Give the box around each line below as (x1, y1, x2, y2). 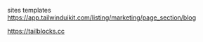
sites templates (7, 6, 51, 14)
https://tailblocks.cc (7, 27, 65, 35)
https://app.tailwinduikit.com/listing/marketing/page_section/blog (7, 13, 197, 22)
